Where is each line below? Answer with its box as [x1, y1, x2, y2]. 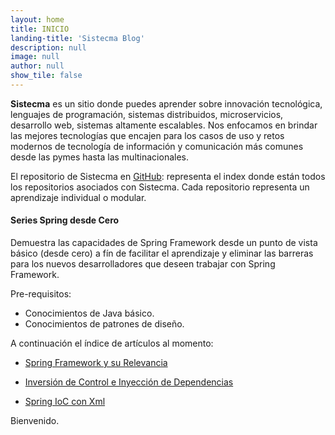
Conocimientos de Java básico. [24, 307, 155, 320]
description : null [10, 42, 87, 53]
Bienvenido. [10, 415, 60, 427]
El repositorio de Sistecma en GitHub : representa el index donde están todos [10, 170, 326, 182]
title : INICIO [10, 24, 70, 34]
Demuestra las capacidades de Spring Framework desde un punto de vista [10, 237, 318, 249]
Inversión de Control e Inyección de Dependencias [24, 376, 234, 388]
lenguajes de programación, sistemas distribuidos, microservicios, [10, 108, 284, 120]
